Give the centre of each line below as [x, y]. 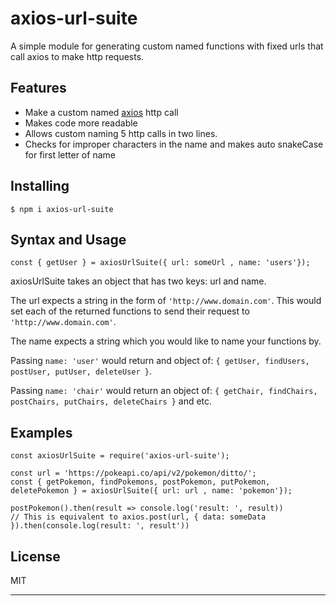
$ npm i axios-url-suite [62, 209]
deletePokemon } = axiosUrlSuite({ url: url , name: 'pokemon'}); [151, 491]
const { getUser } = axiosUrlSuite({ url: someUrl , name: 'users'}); [160, 263]
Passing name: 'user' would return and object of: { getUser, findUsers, [160, 361]
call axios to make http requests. [77, 56]
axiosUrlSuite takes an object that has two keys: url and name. [138, 281]
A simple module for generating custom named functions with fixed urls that [167, 46]
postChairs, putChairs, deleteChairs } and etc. [111, 401]
